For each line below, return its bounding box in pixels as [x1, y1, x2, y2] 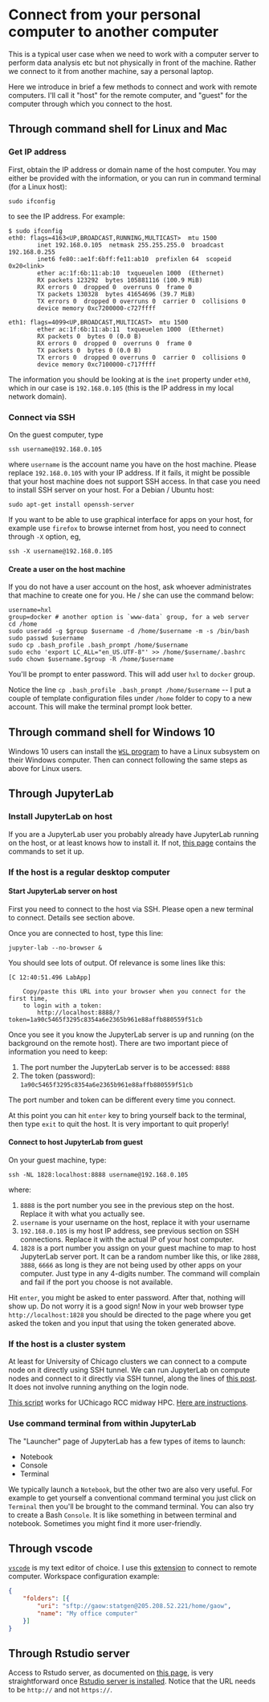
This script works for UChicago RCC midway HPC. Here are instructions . [8, 1398, 249, 1407]
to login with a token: [22, 1002, 103, 1010]
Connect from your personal [8, 6, 201, 24]
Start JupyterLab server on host [8, 886, 118, 896]
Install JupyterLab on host [8, 811, 113, 822]
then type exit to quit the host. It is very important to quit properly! [8, 1119, 230, 1129]
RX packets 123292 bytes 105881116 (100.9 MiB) [37, 276, 203, 284]
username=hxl [8, 606, 52, 614]
